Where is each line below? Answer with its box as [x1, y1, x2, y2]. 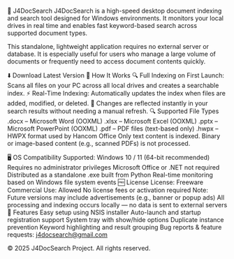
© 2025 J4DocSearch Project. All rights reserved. [7, 244, 151, 252]
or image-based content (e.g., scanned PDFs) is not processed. [7, 140, 191, 147]
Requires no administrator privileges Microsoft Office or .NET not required [7, 163, 220, 171]
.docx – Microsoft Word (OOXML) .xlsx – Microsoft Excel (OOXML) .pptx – [7, 117, 219, 125]
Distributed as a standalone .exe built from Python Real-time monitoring [7, 171, 213, 179]
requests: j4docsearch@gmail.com [7, 230, 108, 239]
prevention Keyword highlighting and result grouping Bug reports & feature [7, 223, 222, 231]
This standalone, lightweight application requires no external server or [7, 43, 210, 50]
